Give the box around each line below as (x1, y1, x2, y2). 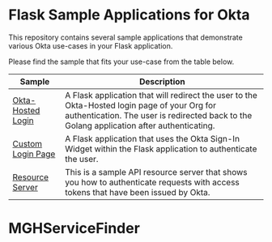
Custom (12, 138, 43, 149)
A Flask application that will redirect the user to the (64, 89, 257, 100)
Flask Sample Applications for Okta (8, 6, 250, 24)
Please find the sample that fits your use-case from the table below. (8, 57, 235, 66)
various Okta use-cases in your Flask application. (8, 40, 173, 50)
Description (138, 75, 186, 87)
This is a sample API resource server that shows (64, 166, 249, 177)
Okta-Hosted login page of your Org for (64, 100, 217, 111)
